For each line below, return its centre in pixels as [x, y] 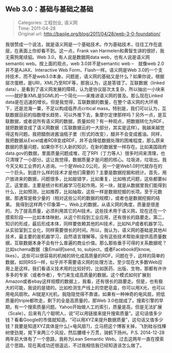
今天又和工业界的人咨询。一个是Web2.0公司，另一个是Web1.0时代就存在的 [84, 166]
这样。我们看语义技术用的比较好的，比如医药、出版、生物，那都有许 [90, 268]
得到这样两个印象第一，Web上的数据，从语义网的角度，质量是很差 [90, 204]
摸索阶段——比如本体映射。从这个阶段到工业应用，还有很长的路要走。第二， [86, 217]
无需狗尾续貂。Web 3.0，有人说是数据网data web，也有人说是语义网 [78, 57]
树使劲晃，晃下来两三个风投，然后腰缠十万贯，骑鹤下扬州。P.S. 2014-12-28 [85, 333]
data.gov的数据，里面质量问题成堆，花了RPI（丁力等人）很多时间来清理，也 [85, 153]
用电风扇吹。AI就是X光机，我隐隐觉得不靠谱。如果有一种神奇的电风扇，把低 [85, 294]
